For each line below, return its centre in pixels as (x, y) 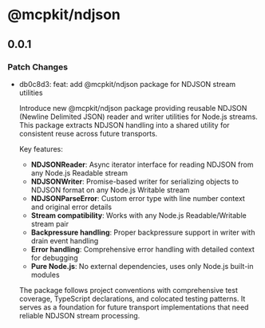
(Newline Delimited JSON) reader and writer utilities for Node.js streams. (138, 117)
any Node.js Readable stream (79, 172)
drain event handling (65, 240)
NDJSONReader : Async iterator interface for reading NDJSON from (142, 164)
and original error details (71, 207)
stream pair (50, 223)
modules (45, 275)
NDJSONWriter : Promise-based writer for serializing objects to (134, 181)
